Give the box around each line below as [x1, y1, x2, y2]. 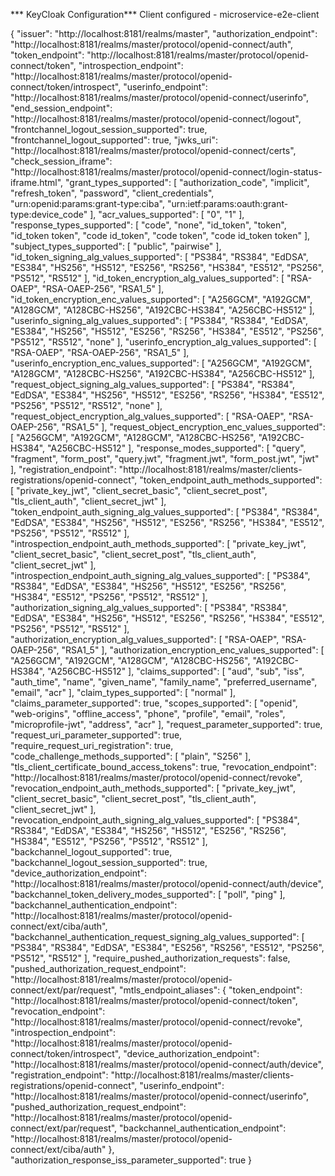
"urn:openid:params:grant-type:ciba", [10, 198, 165, 209]
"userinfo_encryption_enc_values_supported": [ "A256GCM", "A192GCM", [10, 357, 313, 369]
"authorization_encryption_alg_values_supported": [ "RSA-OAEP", [10, 634, 280, 645]
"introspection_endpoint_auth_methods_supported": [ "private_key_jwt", [10, 538, 307, 549]
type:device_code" [10, 209, 88, 220]
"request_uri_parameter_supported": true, [10, 729, 183, 741]
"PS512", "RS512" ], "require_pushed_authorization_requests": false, [10, 952, 291, 964]
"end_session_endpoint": [10, 102, 113, 114]
